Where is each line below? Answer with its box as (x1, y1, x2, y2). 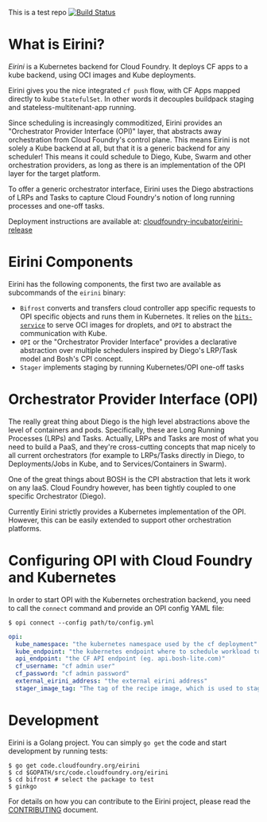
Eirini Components (8, 253, 133, 271)
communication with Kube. (19, 328, 107, 338)
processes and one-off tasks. (8, 201, 105, 210)
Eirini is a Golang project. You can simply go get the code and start (8, 738, 227, 747)
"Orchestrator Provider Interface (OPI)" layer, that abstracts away (8, 126, 222, 135)
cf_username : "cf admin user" (15, 662, 115, 671)
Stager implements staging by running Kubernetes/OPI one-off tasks (19, 362, 245, 372)
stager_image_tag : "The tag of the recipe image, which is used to (15, 684, 244, 692)
